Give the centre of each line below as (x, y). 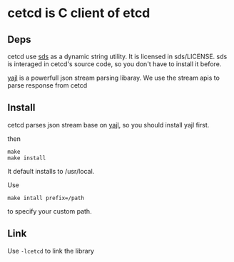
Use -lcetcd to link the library (51, 251)
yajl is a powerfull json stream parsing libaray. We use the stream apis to (113, 78)
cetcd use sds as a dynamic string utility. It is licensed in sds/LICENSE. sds (117, 56)
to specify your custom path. (50, 211)
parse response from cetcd (47, 85)
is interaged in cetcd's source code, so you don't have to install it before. (115, 64)
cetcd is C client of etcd (79, 13)
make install (27, 158)
